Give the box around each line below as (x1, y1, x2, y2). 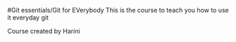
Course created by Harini (7, 27, 80, 35)
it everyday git (7, 13, 49, 22)
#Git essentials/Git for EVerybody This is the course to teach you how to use (7, 6, 229, 14)
